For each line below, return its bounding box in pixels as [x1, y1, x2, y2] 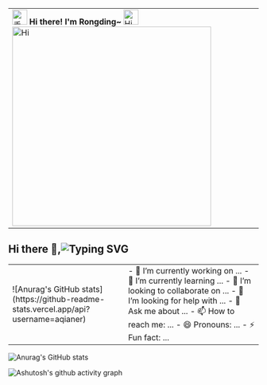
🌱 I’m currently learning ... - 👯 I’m [128, 275, 252, 286]
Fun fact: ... [128, 332, 169, 343]
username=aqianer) [12, 313, 87, 324]
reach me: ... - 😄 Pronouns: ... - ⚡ [128, 319, 255, 330]
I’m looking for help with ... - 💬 [128, 295, 241, 306]
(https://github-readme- [12, 293, 106, 304]
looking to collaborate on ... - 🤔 [128, 285, 244, 296]
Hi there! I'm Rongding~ [29, 16, 122, 27]
